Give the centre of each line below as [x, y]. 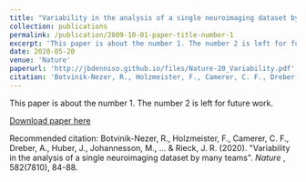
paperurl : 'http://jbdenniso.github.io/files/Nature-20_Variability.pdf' [153, 69]
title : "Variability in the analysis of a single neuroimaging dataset [148, 18]
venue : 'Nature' [40, 60]
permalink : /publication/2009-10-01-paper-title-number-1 [122, 35]
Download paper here [50, 120]
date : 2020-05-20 [42, 52]
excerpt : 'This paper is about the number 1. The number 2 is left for [148, 43]
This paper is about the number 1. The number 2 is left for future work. [142, 103]
